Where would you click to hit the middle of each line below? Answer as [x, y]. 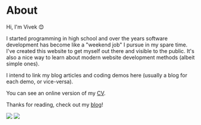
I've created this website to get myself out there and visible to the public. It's [100, 51]
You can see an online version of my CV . [56, 93]
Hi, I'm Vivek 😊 [25, 27]
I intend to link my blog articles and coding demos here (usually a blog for [97, 75]
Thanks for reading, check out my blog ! [55, 104]
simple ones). [23, 64]
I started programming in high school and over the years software [87, 38]
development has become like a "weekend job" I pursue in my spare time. [97, 45]
